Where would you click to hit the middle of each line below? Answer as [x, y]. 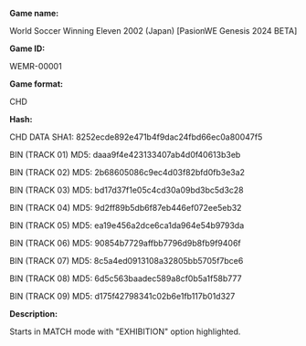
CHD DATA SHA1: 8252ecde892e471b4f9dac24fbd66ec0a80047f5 [136, 137]
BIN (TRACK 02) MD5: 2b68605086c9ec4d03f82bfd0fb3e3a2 [127, 172]
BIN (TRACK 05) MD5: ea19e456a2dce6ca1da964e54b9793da [127, 225]
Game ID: [27, 48]
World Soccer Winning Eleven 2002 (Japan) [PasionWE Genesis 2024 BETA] [153, 31]
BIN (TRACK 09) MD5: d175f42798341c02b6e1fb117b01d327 [122, 296]
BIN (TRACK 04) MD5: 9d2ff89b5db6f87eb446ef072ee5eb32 [126, 208]
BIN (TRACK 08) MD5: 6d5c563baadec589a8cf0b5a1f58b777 [126, 278]
